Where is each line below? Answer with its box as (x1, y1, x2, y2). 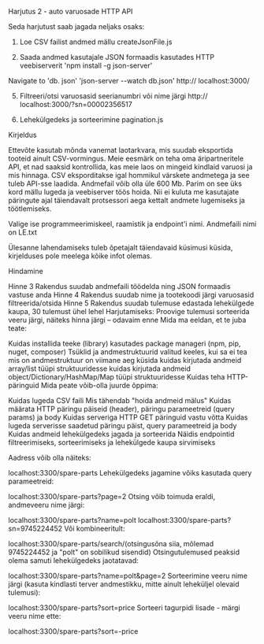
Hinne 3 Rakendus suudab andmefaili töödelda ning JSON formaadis (8, 282, 231, 291)
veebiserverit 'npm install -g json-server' (19, 61, 153, 70)
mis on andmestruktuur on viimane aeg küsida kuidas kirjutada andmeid (8, 356, 242, 365)
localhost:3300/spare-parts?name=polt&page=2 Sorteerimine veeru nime (8, 571, 248, 580)
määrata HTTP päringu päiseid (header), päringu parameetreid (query (8, 405, 235, 413)
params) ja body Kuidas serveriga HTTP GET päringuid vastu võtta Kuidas (8, 413, 248, 422)
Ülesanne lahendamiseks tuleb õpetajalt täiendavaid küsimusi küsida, (8, 243, 233, 252)
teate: (8, 324, 28, 333)
